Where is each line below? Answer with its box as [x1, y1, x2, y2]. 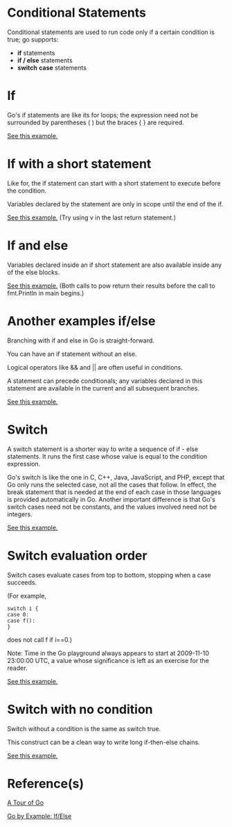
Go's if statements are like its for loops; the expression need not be [7, 110, 199, 119]
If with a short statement [7, 156, 152, 172]
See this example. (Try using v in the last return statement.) [7, 213, 177, 222]
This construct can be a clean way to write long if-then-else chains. [7, 738, 200, 746]
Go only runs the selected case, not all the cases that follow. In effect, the [7, 480, 217, 489]
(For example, [7, 591, 47, 600]
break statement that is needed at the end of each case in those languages [7, 488, 222, 496]
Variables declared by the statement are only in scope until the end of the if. [7, 199, 224, 208]
